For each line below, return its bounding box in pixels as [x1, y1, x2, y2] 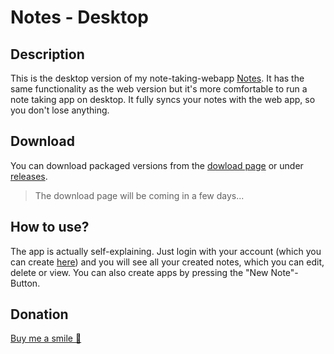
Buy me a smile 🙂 [10, 332, 82, 345]
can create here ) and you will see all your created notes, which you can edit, [10, 256, 325, 268]
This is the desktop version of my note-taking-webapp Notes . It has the [10, 72, 305, 84]
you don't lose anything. [10, 104, 110, 116]
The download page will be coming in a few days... [34, 189, 245, 201]
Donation [10, 306, 69, 323]
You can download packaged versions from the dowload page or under [10, 159, 304, 171]
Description [10, 46, 85, 63]
